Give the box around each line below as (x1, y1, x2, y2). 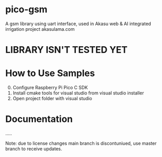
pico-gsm (5, 4, 48, 15)
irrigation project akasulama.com (5, 26, 75, 32)
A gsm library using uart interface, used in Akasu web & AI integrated (5, 21, 151, 27)
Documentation (5, 113, 73, 125)
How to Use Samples (5, 68, 95, 79)
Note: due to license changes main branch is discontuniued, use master (5, 140, 157, 146)
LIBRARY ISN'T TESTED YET (5, 44, 128, 56)
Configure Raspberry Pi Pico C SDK (12, 85, 88, 91)
